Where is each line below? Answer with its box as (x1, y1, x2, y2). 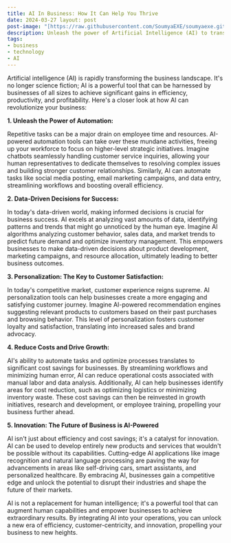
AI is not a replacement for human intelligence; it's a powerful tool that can (7, 499, 219, 507)
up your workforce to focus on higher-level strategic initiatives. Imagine (7, 144, 210, 152)
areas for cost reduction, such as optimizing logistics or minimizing (7, 385, 197, 393)
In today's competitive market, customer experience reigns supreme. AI (7, 285, 210, 294)
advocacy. (7, 329, 36, 338)
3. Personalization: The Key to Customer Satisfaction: (7, 272, 164, 280)
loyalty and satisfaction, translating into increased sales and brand (7, 322, 195, 331)
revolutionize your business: (7, 103, 87, 111)
